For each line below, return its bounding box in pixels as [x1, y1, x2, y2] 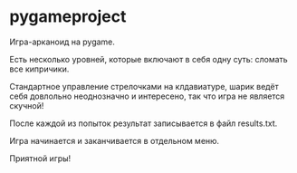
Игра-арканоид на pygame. [9, 36, 116, 47]
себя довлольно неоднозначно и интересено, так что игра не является [9, 91, 285, 101]
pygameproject [9, 6, 127, 27]
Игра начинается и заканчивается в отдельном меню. [9, 135, 220, 146]
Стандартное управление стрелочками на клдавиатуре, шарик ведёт [9, 81, 279, 91]
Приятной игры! [9, 152, 72, 164]
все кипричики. [9, 63, 70, 74]
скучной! [9, 100, 44, 111]
